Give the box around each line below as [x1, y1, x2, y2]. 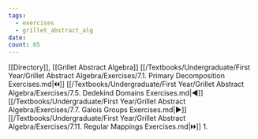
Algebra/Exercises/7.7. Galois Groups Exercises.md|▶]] [8, 105, 187, 115]
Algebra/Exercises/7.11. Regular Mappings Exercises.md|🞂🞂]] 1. [8, 122, 208, 131]
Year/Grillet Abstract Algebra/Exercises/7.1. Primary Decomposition [8, 71, 225, 81]
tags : [8, 11, 26, 20]
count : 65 [8, 41, 41, 49]
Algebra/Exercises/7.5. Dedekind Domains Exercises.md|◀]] [8, 88, 204, 98]
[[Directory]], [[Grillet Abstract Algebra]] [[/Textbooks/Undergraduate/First [8, 62, 251, 72]
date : [8, 33, 26, 42]
